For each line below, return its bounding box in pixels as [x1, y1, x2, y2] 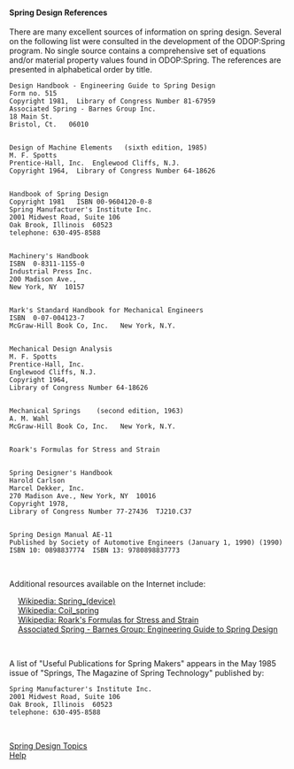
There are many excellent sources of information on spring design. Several [9, 27, 282, 37]
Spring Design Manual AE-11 [9, 531, 113, 540]
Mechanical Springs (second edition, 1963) [9, 407, 184, 416]
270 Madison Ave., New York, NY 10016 [9, 492, 157, 501]
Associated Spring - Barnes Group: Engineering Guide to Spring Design [17, 624, 278, 634]
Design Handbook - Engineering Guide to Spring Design [9, 81, 216, 90]
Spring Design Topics [9, 741, 88, 751]
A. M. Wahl [9, 414, 50, 424]
